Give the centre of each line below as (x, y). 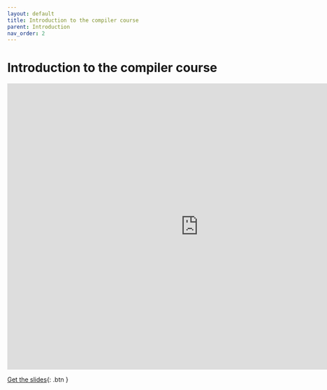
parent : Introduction (39, 27)
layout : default (31, 14)
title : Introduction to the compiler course (73, 20)
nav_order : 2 (26, 33)
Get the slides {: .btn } (38, 379)
